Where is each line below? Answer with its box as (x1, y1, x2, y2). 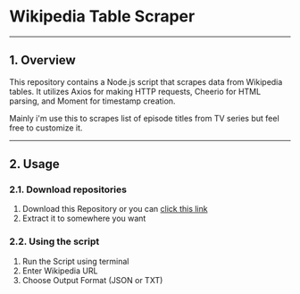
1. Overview (9, 53, 76, 68)
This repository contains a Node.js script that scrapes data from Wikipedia (9, 76, 283, 87)
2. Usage (9, 156, 60, 172)
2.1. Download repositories (9, 183, 128, 196)
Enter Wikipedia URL (21, 265, 98, 276)
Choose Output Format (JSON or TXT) (21, 274, 163, 285)
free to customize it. (9, 122, 83, 133)
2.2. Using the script (9, 235, 100, 248)
